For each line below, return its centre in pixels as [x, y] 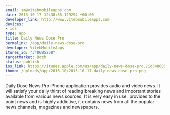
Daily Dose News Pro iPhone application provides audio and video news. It [83, 86]
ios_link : [16, 66]
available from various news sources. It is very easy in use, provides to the [83, 96]
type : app [16, 33]
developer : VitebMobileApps [35, 48]
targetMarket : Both [26, 57]
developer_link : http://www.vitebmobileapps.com [57, 19]
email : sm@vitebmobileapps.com [38, 10]
